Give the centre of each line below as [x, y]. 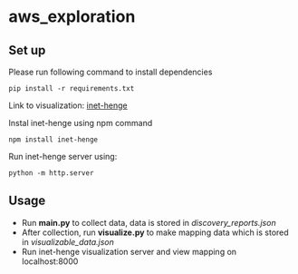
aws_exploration [72, 17]
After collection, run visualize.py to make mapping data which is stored [155, 232]
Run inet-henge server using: [63, 157]
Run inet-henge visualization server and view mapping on [129, 251]
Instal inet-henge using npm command [81, 123]
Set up [27, 50]
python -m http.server [51, 173]
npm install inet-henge [53, 140]
